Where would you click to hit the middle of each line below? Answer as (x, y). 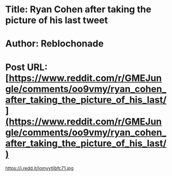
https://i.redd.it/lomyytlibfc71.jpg (40, 168)
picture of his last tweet (57, 20)
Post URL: (26, 67)
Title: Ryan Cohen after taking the (78, 9)
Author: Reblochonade (55, 44)
